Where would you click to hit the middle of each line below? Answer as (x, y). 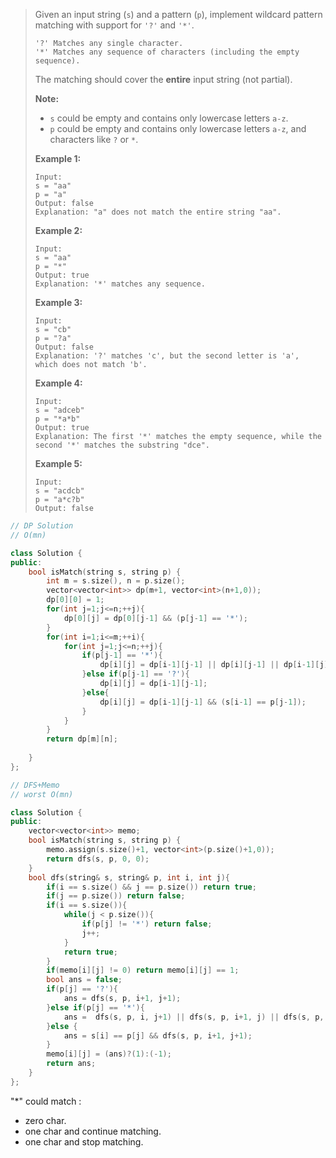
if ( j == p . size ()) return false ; (116, 896)
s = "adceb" (59, 410)
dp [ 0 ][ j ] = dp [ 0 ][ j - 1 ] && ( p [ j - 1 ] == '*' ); (155, 618)
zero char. (45, 1120)
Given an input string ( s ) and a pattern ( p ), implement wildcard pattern (178, 14)
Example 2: (58, 230)
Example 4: (58, 383)
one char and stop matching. (84, 1141)
